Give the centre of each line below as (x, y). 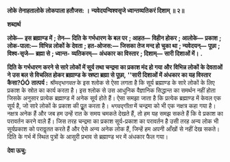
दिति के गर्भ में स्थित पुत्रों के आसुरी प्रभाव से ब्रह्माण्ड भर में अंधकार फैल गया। (88, 137)
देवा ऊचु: (17, 150)
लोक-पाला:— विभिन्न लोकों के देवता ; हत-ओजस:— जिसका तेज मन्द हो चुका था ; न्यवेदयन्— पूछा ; (114, 46)
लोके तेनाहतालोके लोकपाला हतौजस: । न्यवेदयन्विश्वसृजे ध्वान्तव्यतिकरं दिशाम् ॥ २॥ (96, 11)
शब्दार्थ (14, 24)
